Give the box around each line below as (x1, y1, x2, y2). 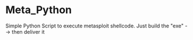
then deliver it (12, 28, 45, 35)
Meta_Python (5, 3, 72, 17)
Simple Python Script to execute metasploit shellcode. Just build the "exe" (5, 22, 184, 29)
